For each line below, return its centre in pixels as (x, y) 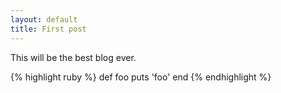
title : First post (48, 29)
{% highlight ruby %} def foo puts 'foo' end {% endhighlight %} (141, 77)
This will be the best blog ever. (73, 57)
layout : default (44, 19)
